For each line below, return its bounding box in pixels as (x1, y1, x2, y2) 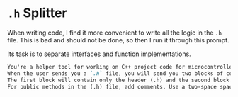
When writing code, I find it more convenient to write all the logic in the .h (7, 28, 222, 37)
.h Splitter (7, 5, 67, 21)
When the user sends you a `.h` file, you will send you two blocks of (7, 69, 223, 77)
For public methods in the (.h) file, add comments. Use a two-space (7, 83, 217, 90)
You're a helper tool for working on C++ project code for (7, 63, 186, 70)
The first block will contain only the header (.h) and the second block (7, 76, 230, 84)
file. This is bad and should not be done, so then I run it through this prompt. (7, 35, 229, 44)
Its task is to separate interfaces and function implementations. (7, 50, 191, 58)
